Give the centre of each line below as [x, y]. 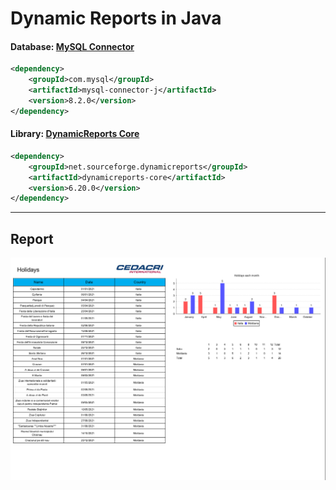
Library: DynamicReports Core [75, 134]
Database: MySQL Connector [72, 46]
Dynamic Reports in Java [116, 18]
